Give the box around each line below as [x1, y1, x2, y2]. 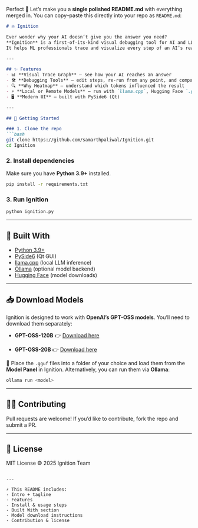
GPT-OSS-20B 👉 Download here [14, 346, 97, 353]
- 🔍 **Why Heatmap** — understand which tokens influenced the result [6, 83, 184, 89]
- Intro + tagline [6, 492, 51, 498]
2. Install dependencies [6, 156, 75, 165]
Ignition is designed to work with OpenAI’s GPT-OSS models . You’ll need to [6, 314, 190, 321]
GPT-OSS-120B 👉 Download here [14, 331, 100, 339]
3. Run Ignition [6, 195, 49, 204]
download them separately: [6, 320, 72, 327]
